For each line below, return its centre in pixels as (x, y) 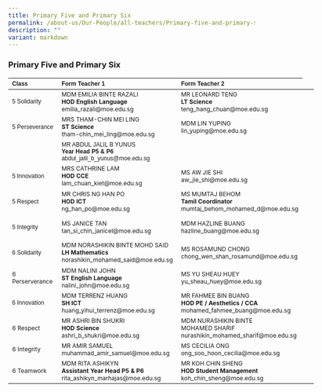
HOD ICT (74, 201)
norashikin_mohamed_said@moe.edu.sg (118, 260)
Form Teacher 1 (83, 83)
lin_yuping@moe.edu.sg (213, 130)
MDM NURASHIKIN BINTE (217, 320)
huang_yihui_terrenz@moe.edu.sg (108, 310)
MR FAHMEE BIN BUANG (215, 295)
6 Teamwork (29, 370)
